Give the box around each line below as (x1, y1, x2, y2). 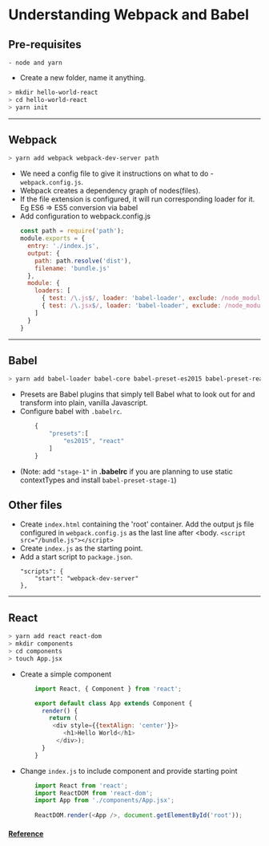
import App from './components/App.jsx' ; (34, 796, 175, 804)
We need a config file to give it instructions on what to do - (19, 169, 215, 178)
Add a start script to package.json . (19, 552, 134, 562)
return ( (49, 714, 78, 722)
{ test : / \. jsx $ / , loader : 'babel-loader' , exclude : (41, 302, 222, 310)
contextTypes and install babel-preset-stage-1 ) (19, 475, 178, 485)
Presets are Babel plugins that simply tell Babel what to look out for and (19, 389, 255, 399)
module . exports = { (19, 234, 86, 242)
